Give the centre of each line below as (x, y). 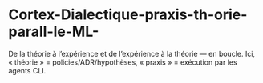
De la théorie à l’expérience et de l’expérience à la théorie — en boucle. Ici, (131, 53)
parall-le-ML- (54, 32)
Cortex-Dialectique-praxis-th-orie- (128, 15)
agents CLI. (27, 70)
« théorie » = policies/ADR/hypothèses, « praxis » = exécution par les (123, 62)
